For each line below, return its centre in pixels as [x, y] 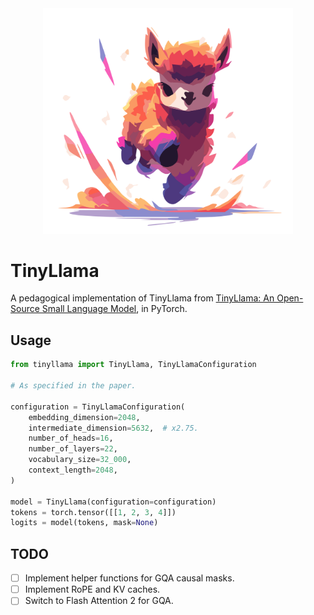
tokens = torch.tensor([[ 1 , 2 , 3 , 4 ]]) [93, 512]
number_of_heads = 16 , [71, 438]
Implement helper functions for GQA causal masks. [129, 578]
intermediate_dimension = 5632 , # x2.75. [113, 428]
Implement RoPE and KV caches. [92, 589]
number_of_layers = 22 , [73, 449]
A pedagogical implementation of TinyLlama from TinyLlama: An [142, 298]
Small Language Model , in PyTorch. [114, 309]
